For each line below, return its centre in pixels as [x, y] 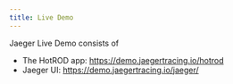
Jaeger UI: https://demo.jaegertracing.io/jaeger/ [110, 70]
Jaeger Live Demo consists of [64, 43]
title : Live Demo [42, 17]
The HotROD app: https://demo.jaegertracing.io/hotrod [123, 60]
